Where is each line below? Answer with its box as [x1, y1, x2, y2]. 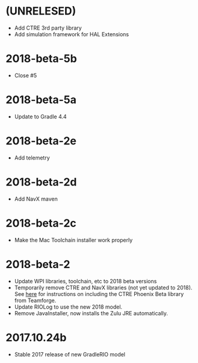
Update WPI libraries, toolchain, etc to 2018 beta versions [14, 277, 157, 284]
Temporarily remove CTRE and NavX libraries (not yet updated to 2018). [14, 284, 193, 291]
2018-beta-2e [5, 134, 76, 147]
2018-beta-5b [5, 52, 78, 66]
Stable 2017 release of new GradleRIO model [14, 350, 126, 358]
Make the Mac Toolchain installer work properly [14, 236, 133, 243]
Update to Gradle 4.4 [14, 113, 67, 120]
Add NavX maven [14, 195, 58, 202]
